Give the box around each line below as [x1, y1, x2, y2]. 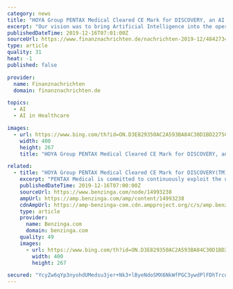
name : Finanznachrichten [13, 80, 85, 87]
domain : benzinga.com [25, 227, 89, 234]
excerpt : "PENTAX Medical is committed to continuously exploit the [19, 176, 222, 183]
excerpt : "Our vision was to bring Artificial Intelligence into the [7, 23, 213, 30]
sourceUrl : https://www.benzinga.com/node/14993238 [19, 188, 172, 196]
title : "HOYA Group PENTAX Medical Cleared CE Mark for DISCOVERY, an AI [7, 17, 225, 24]
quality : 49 [19, 234, 54, 241]
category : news [7, 10, 51, 17]
